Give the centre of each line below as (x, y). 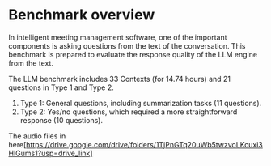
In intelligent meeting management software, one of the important (118, 37)
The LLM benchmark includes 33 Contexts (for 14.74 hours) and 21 (120, 79)
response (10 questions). (61, 120)
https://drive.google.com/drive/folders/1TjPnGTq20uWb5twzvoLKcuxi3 (144, 144)
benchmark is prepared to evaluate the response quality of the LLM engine (133, 54)
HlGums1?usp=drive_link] (51, 153)
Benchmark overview (82, 15)
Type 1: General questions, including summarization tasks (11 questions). (141, 103)
